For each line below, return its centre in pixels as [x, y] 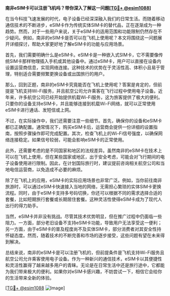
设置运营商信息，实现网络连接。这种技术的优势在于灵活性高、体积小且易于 [83, 67]
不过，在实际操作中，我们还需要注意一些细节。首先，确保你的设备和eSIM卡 [84, 121]
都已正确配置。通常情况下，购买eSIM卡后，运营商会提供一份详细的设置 [79, 127]
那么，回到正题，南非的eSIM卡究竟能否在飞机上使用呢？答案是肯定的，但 [81, 85]
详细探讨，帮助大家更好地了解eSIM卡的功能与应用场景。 [68, 44]
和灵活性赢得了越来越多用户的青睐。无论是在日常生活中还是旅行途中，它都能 [85, 265]
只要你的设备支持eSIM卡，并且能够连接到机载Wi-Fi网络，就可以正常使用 [80, 104]
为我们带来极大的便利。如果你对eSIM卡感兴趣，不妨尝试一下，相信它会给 [81, 271]
